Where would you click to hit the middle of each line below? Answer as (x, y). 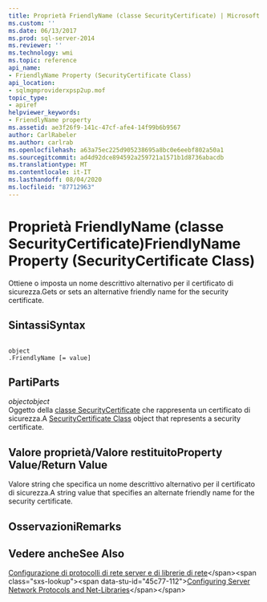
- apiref (23, 105)
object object (29, 402)
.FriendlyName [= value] (50, 358)
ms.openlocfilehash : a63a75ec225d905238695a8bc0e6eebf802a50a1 (116, 150)
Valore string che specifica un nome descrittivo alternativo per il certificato (131, 484)
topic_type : (28, 98)
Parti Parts (34, 382)
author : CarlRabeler (43, 135)
